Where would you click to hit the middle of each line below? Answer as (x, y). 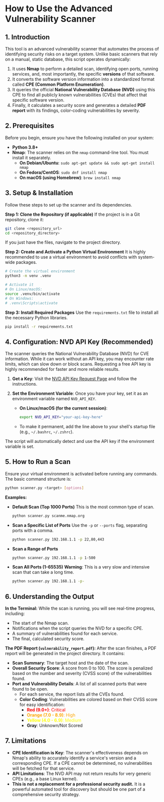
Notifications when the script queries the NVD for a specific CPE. (77, 628)
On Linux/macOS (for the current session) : (63, 408)
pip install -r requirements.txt (39, 327)
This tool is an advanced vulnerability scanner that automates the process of (82, 49)
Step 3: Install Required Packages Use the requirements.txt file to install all (82, 312)
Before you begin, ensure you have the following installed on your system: (80, 137)
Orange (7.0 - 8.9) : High (51, 715)
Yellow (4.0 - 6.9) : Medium (54, 720)
